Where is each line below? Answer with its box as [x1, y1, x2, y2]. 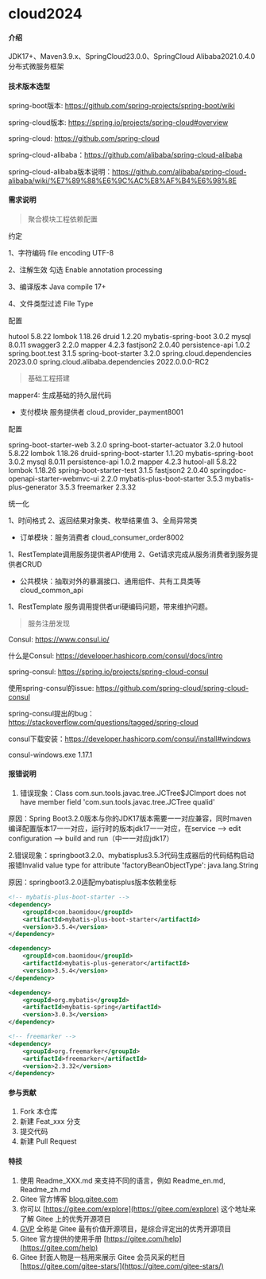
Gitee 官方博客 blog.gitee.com [19, 1194, 118, 1203]
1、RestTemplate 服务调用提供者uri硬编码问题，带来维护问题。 [8, 602, 212, 611]
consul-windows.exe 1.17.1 [8, 750, 93, 759]
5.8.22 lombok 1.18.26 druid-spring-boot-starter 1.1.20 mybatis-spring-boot [8, 448, 254, 458]
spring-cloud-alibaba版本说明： [8, 166, 113, 176]
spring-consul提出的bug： [8, 708, 95, 718]
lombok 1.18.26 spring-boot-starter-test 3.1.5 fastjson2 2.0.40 [8, 465, 209, 474]
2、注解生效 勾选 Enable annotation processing [8, 264, 163, 275]
